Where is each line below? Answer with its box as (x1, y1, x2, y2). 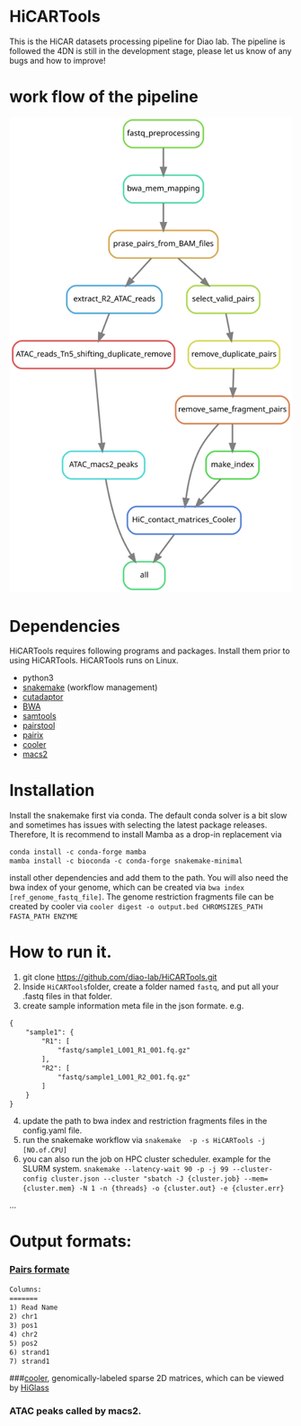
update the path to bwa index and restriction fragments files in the (22, 1116, 268, 1127)
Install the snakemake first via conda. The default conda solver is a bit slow (9, 810, 288, 821)
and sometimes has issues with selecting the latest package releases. (9, 819, 268, 830)
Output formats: (9, 1231, 132, 1252)
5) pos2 (9, 1339, 39, 1348)
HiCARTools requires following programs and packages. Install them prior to (9, 645, 290, 657)
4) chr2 (9, 1330, 39, 1339)
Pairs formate (9, 1263, 70, 1276)
